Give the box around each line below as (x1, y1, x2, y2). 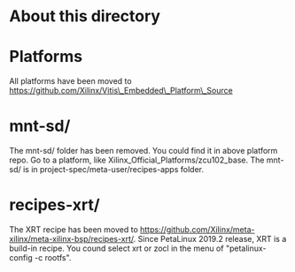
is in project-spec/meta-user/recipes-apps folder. (22, 164, 204, 175)
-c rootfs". (34, 253, 72, 262)
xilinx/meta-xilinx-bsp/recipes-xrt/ (9, 234, 135, 244)
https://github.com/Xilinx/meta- (140, 224, 255, 235)
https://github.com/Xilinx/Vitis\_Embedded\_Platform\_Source (9, 86, 233, 96)
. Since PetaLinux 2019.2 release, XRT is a (133, 234, 287, 244)
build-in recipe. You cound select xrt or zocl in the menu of (9, 243, 224, 253)
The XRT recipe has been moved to (9, 224, 139, 235)
